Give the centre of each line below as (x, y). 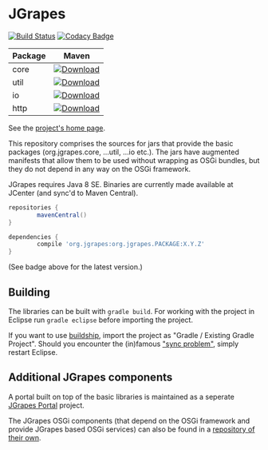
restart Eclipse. (33, 352)
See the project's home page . (57, 128)
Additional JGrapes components (91, 378)
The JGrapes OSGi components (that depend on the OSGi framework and (129, 420)
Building (29, 292)
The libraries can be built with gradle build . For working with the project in (132, 311)
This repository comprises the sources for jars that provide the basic (121, 143)
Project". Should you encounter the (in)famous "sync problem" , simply (124, 344)
